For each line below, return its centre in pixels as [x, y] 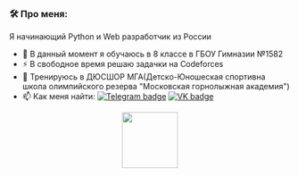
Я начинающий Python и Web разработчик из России [111, 37]
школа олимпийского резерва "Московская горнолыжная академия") [156, 87]
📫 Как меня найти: [58, 97]
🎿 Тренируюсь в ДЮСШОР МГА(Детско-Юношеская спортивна [144, 77]
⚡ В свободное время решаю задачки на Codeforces [123, 64]
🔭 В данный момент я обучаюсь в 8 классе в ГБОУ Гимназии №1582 [153, 54]
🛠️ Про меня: [39, 13]
